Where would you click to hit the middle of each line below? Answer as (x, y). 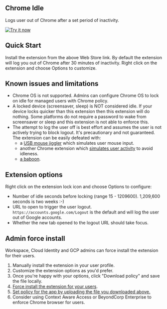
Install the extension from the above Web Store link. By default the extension (84, 57)
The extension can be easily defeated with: (57, 138)
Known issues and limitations (52, 84)
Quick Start (23, 46)
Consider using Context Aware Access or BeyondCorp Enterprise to (82, 297)
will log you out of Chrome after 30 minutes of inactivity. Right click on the (81, 63)
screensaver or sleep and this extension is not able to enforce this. (81, 122)
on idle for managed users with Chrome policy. (60, 101)
